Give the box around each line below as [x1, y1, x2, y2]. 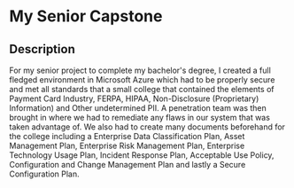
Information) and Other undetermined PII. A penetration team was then [9, 103, 267, 113]
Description [9, 42, 75, 57]
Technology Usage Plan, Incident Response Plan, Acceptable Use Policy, [9, 150, 275, 161]
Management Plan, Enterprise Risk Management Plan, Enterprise [9, 140, 245, 151]
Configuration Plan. [9, 168, 80, 179]
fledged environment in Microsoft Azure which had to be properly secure [9, 74, 275, 85]
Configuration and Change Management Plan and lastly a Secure [9, 160, 246, 169]
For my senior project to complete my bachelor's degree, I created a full [9, 65, 272, 75]
